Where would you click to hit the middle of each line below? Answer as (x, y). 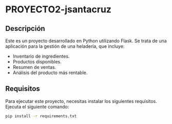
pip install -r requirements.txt (41, 116)
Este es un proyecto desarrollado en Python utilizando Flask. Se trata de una (86, 41)
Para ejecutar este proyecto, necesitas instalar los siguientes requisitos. (81, 101)
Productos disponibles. (37, 62)
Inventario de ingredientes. (41, 56)
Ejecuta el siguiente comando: (37, 107)
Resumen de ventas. (34, 67)
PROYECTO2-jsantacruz (59, 10)
